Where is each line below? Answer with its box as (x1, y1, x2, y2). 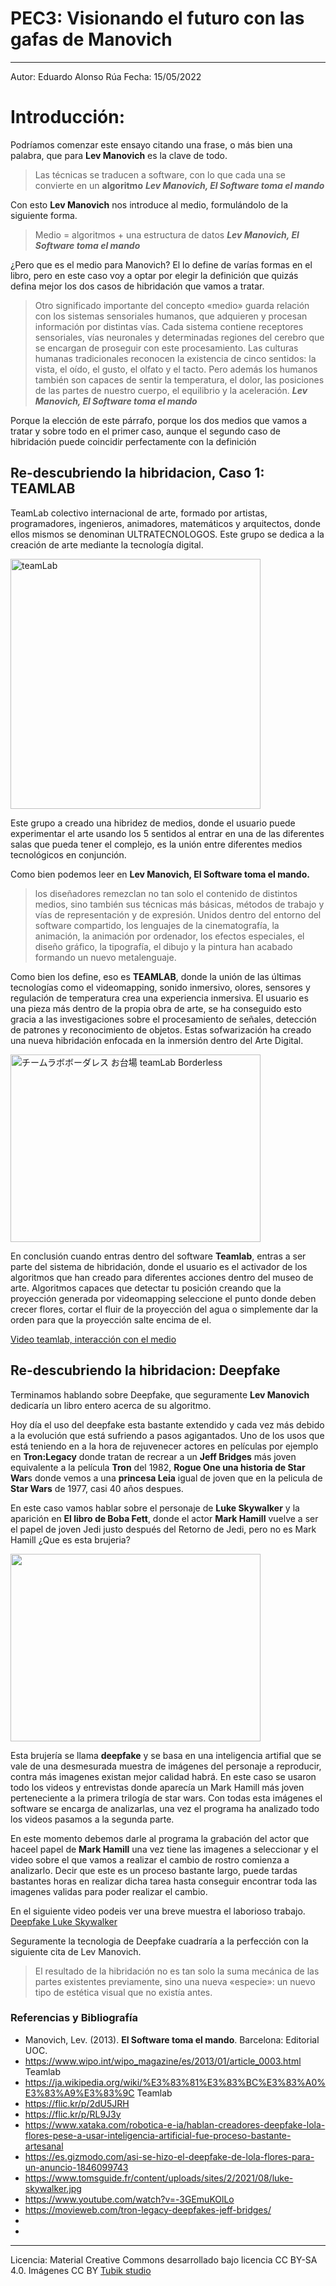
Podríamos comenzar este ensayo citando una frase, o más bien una (10, 138, 293, 151)
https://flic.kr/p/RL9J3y (24, 2108, 122, 2120)
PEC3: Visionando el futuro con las (10, 7, 305, 30)
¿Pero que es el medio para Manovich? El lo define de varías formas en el (10, 258, 313, 271)
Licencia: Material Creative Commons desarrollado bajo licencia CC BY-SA (10, 2253, 318, 2266)
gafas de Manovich (10, 28, 173, 51)
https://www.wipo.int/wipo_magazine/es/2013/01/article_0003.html (24, 2055, 302, 2067)
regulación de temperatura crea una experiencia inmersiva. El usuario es (10, 992, 309, 1004)
